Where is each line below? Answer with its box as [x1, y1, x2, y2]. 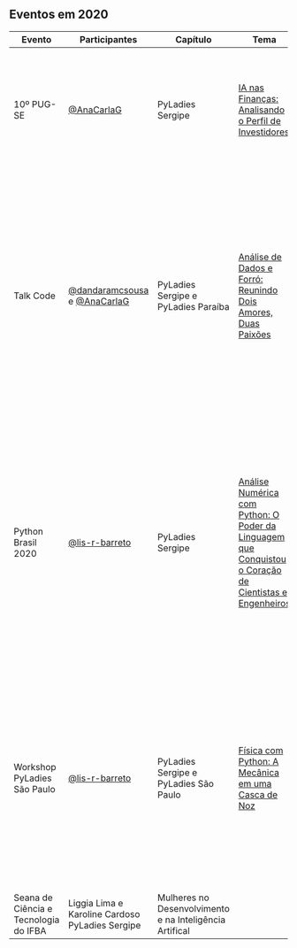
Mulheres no [157, 891, 209, 904]
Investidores [238, 126, 290, 138]
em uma [238, 777, 272, 790]
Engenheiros [238, 597, 291, 609]
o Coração [238, 564, 282, 576]
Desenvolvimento [157, 902, 230, 914]
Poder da [238, 520, 277, 532]
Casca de [238, 788, 278, 800]
